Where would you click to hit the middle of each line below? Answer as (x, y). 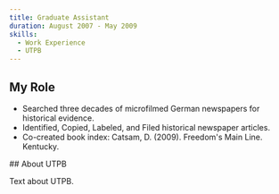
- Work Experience (52, 42)
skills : (24, 34)
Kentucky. (41, 146)
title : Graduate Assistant (59, 17)
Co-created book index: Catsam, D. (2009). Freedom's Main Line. (142, 137)
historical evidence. (58, 118)
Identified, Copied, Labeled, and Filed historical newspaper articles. (146, 127)
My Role (33, 87)
